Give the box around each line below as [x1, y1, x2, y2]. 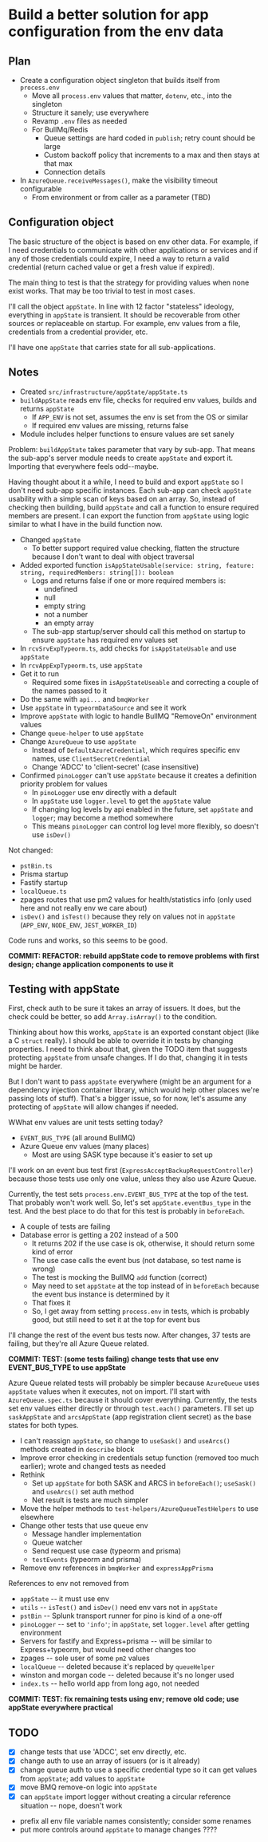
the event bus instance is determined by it [31, 1289, 170, 1299]
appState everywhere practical [8, 1702, 113, 1712]
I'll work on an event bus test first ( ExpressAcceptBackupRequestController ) [8, 1166, 254, 1175]
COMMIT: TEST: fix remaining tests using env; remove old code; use [8, 1694, 239, 1704]
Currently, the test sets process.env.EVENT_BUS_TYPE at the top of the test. [8, 1190, 249, 1199]
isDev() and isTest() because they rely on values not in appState [19, 911, 235, 921]
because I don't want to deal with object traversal [31, 552, 195, 561]
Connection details [43, 167, 106, 176]
